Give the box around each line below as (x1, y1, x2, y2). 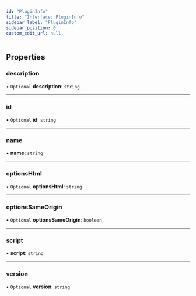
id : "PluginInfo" (6, 8, 48, 15)
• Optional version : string (6, 283, 71, 290)
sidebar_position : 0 (6, 25, 57, 31)
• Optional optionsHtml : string (6, 183, 82, 190)
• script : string (6, 250, 44, 257)
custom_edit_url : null (6, 30, 61, 36)
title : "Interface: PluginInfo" (6, 14, 85, 20)
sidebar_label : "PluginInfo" (6, 19, 77, 25)
